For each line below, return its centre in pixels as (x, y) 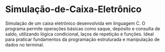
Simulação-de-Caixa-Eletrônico (73, 9)
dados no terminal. (25, 44)
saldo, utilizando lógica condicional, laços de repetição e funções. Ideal (79, 34)
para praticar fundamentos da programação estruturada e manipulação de (82, 39)
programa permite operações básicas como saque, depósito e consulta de (83, 28)
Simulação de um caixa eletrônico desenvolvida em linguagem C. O (75, 23)
